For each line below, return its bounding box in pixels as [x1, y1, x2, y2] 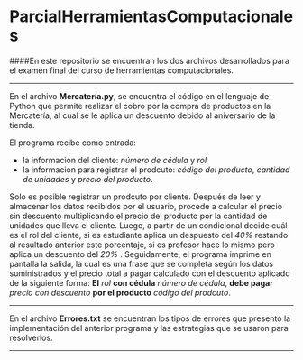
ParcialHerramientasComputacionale [9, 6, 294, 27]
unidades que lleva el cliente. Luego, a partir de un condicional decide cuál [9, 219, 288, 231]
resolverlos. [9, 332, 53, 343]
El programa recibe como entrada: [9, 137, 137, 148]
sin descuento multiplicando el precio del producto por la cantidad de [9, 210, 268, 221]
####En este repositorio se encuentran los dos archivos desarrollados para [9, 55, 290, 66]
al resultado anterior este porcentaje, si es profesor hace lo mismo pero [9, 239, 275, 250]
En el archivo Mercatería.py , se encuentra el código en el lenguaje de [9, 90, 270, 101]
